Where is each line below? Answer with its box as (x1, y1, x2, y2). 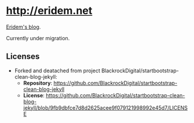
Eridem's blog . (6, 23, 41, 30)
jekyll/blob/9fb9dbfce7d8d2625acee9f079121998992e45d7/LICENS (23, 104, 188, 111)
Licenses (6, 51, 40, 62)
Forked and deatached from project (14, 67, 101, 74)
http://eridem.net (6, 4, 92, 17)
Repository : (23, 79, 53, 86)
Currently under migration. (6, 34, 70, 41)
